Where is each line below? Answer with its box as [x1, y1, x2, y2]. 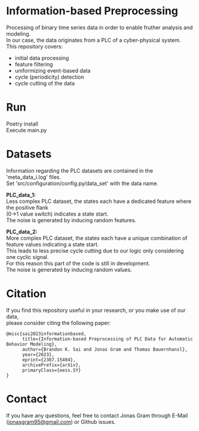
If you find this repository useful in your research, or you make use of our [6, 307, 186, 314]
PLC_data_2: [6, 228, 38, 235]
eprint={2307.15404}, [21, 357, 76, 363]
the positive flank [6, 204, 49, 211]
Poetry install [6, 120, 39, 127]
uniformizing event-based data [14, 67, 91, 74]
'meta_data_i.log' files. [6, 173, 61, 180]
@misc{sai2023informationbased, [6, 330, 86, 337]
